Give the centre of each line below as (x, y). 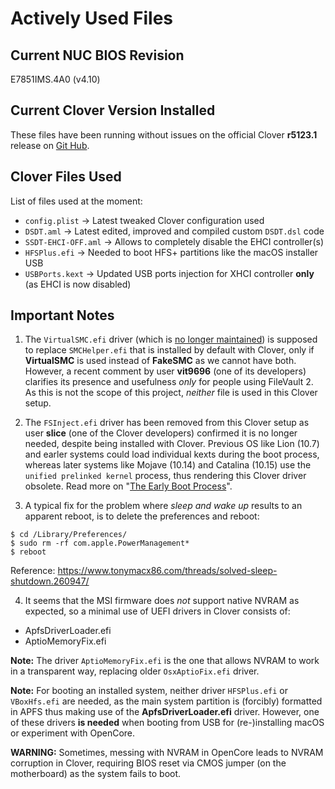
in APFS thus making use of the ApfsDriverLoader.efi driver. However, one (165, 712)
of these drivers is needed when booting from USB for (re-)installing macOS (167, 723)
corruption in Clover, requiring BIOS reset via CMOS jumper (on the (148, 763)
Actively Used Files (92, 18)
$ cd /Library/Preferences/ (69, 535)
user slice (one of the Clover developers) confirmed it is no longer (161, 433)
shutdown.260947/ (50, 581)
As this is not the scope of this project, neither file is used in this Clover (171, 393)
